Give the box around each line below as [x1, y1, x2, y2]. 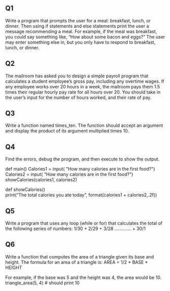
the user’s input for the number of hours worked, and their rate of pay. [5, 94, 152, 101]
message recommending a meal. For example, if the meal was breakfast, [5, 28, 157, 35]
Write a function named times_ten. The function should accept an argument [5, 122, 163, 128]
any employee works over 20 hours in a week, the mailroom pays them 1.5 [5, 83, 160, 89]
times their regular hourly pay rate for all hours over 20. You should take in [5, 89, 161, 95]
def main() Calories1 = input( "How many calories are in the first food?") [5, 166, 155, 172]
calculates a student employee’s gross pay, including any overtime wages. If [5, 78, 164, 84]
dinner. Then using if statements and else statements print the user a [5, 23, 149, 29]
